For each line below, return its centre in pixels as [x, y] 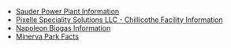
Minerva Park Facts [47, 36]
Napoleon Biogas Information [63, 28]
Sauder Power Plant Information [67, 11]
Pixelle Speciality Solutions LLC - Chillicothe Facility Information [119, 20]
